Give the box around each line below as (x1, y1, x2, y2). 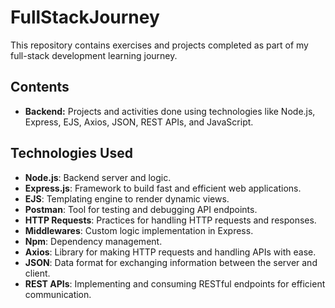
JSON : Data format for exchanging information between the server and (24, 256, 318, 268)
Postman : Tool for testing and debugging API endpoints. (24, 203, 258, 215)
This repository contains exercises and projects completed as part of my (10, 39, 309, 51)
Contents (10, 79, 70, 96)
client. (24, 267, 51, 279)
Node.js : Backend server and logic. (24, 171, 172, 183)
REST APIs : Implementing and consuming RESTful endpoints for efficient (24, 277, 326, 290)
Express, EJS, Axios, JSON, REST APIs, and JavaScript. (24, 116, 254, 128)
